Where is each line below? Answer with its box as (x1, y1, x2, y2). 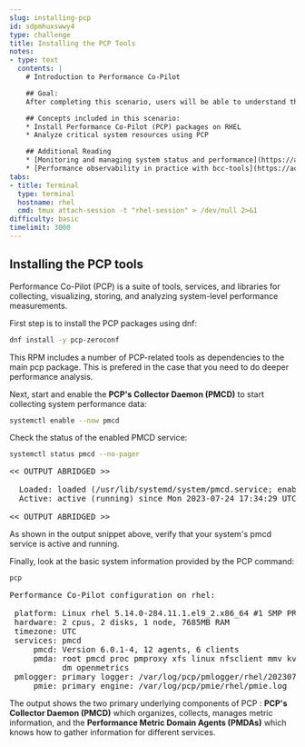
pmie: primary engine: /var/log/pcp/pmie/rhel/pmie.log (33, 681, 288, 692)
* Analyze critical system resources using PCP (25, 131, 209, 140)
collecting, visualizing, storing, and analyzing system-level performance (9, 290, 279, 301)
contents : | (17, 65, 64, 74)
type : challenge (9, 30, 71, 39)
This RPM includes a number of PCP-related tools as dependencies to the (9, 352, 285, 363)
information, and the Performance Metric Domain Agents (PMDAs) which (9, 717, 288, 728)
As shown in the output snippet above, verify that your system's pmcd (9, 529, 272, 540)
